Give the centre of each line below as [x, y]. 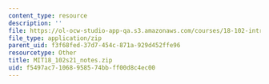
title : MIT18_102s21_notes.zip [60, 61]
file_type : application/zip [55, 38]
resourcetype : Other [43, 53]
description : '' [35, 23]
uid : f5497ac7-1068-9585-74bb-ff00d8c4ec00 [82, 68]
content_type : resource [48, 16]
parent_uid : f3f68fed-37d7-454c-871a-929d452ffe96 [94, 46]
